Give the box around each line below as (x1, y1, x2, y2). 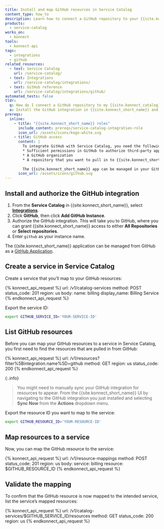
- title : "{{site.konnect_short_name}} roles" (14, 121, 110, 126)
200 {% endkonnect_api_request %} (5, 366, 78, 372)
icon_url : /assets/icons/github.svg (18, 171, 93, 176)
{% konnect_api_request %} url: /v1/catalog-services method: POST (5, 285, 142, 290)
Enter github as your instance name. (12, 233, 85, 239)
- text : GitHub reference (9, 84, 62, 90)
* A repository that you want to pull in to (22, 157, 115, 162)
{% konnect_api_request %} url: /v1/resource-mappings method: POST (5, 456, 147, 461)
